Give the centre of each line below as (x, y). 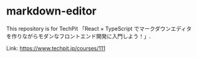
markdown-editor (51, 11)
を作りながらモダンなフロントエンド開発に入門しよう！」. (79, 36)
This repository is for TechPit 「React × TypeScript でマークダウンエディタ (99, 28)
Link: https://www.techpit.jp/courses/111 (56, 48)
